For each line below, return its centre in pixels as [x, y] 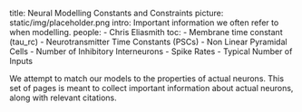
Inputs [21, 61]
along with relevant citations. [63, 98]
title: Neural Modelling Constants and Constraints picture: [117, 13]
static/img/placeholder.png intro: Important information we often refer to [144, 23]
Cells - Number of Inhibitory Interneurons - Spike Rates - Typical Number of [151, 51]
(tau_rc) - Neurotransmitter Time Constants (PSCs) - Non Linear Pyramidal [148, 42]
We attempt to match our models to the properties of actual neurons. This [146, 79]
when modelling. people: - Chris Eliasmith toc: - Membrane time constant [146, 32]
